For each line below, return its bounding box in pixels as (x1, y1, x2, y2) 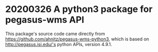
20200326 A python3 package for (5, 3, 153, 15)
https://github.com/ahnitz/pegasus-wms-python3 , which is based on (5, 36, 149, 42)
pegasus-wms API (5, 14, 85, 25)
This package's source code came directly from (5, 30, 105, 36)
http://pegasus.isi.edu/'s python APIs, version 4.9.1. (5, 41, 112, 47)
